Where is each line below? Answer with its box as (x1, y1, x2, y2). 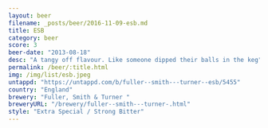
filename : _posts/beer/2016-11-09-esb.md (8, 19, 148, 27)
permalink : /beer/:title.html (8, 64, 109, 72)
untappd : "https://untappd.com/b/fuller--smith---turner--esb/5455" (8, 78, 241, 86)
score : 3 (8, 41, 37, 49)
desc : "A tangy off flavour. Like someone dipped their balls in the (8, 56, 245, 64)
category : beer (8, 33, 59, 42)
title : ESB (8, 26, 45, 34)
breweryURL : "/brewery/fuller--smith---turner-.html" (8, 100, 191, 108)
